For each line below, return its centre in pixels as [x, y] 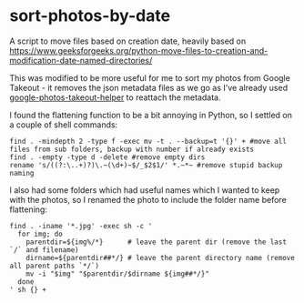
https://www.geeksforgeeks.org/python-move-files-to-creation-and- [139, 50]
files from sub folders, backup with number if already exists [132, 149]
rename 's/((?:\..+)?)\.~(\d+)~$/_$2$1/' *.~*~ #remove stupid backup [146, 165]
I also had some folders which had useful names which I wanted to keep [145, 190]
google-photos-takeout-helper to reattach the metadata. [115, 97]
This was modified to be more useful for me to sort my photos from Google [150, 77]
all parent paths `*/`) [55, 266]
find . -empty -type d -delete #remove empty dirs [107, 157]
